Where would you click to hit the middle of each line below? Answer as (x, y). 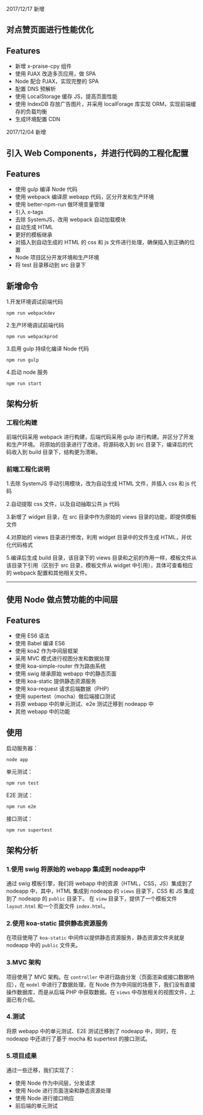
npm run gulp (23, 360)
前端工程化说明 (28, 469)
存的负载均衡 (31, 111)
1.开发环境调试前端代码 (35, 302)
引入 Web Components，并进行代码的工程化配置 (98, 153)
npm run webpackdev (31, 313)
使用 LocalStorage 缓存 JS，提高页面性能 (66, 96)
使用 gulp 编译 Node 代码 (46, 189)
